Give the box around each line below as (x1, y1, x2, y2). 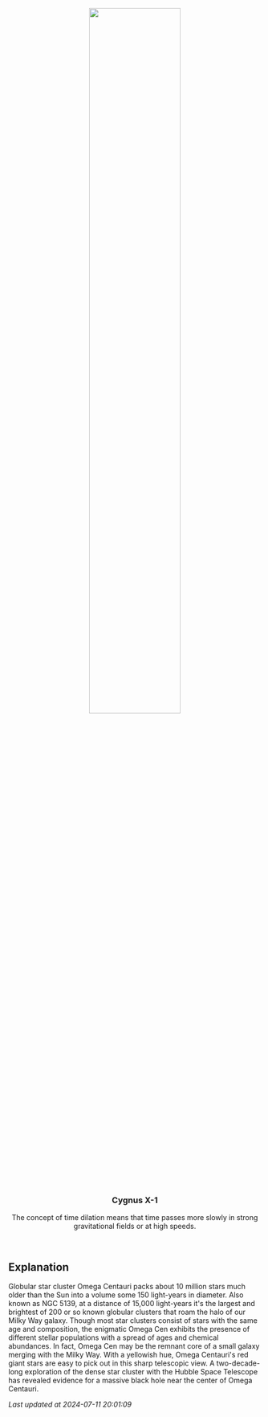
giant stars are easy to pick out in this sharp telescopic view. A (8, 1358, 215, 1368)
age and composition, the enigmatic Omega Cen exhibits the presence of (8, 1325, 250, 1334)
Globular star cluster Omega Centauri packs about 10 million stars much (8, 1282, 246, 1292)
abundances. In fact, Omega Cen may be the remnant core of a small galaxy (8, 1341, 260, 1351)
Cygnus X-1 (112, 1194, 158, 1206)
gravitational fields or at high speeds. (73, 1222, 197, 1231)
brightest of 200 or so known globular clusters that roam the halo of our (8, 1307, 246, 1317)
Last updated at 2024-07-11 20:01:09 (8, 1399, 132, 1410)
